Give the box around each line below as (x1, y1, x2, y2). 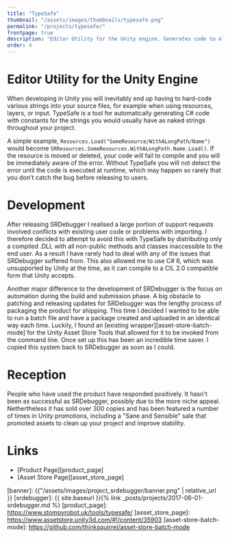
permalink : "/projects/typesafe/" (7, 23, 106, 30)
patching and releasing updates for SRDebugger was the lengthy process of (7, 299, 222, 307)
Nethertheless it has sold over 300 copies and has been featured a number (7, 404, 219, 412)
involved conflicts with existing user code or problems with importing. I (7, 227, 207, 236)
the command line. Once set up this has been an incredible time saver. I (7, 335, 209, 344)
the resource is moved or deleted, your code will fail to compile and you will (7, 151, 220, 159)
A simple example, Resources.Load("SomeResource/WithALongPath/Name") (7, 137, 211, 145)
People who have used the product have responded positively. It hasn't (7, 390, 207, 398)
